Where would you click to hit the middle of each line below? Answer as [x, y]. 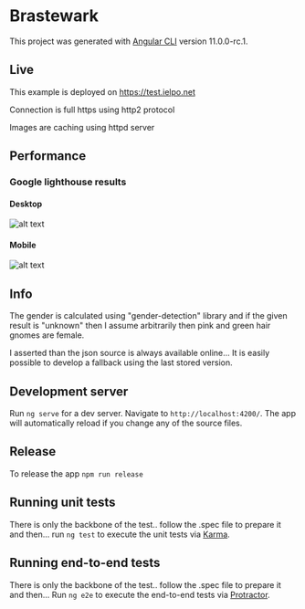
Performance [48, 156]
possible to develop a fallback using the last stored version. [121, 362]
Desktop [26, 204]
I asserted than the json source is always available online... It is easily [140, 353]
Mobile [23, 245]
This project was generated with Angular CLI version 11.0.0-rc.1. [129, 41]
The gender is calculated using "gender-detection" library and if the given [148, 316]
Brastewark [54, 16]
